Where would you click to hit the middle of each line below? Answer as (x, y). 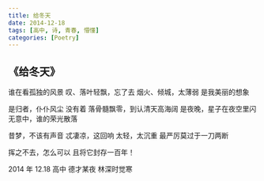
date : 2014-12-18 (37, 23)
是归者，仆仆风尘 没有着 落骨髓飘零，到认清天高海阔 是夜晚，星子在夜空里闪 (132, 109)
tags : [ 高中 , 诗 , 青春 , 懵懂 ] (54, 30)
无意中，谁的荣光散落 (43, 119)
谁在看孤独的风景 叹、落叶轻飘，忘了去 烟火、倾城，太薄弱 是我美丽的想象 (129, 92)
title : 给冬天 (30, 15)
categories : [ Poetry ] (44, 38)
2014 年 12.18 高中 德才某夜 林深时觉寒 (70, 169)
